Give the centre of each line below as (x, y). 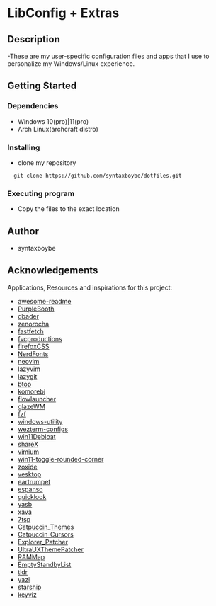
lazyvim (29, 369)
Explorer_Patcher (43, 542)
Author (23, 231)
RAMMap (31, 556)
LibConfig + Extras (63, 13)
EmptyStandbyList (44, 564)
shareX (28, 444)
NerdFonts (33, 354)
